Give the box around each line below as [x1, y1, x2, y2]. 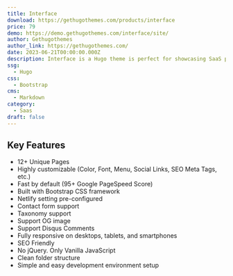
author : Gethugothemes [7, 36, 73, 43]
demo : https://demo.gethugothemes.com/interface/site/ [7, 29, 169, 37]
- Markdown [13, 95, 45, 102]
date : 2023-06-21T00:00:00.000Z [7, 49, 101, 56]
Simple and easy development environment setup [17, 261, 159, 270]
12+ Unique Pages [17, 158, 70, 166]
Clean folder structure [17, 254, 80, 262]
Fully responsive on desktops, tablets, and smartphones [17, 232, 178, 240]
